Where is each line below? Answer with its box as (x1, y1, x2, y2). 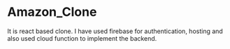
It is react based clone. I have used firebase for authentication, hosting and (7, 27, 224, 35)
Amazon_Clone (7, 4, 97, 20)
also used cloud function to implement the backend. (7, 34, 157, 42)
